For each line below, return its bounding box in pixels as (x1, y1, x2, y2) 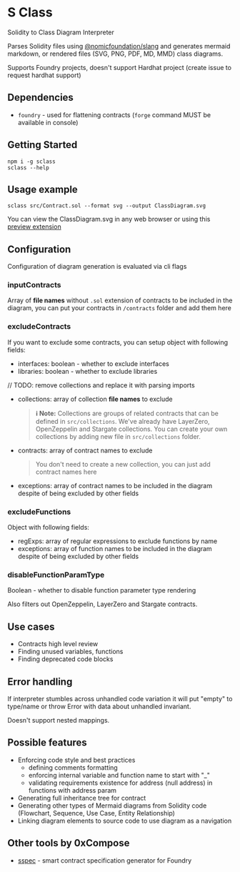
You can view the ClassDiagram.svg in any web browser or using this (7, 215, 211, 224)
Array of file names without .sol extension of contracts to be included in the (7, 296, 233, 304)
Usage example (7, 183, 79, 195)
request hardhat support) (7, 71, 81, 79)
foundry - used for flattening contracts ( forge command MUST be (17, 110, 211, 119)
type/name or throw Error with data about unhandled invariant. (7, 702, 191, 710)
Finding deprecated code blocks (17, 655, 114, 663)
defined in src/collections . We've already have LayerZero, (35, 417, 210, 425)
